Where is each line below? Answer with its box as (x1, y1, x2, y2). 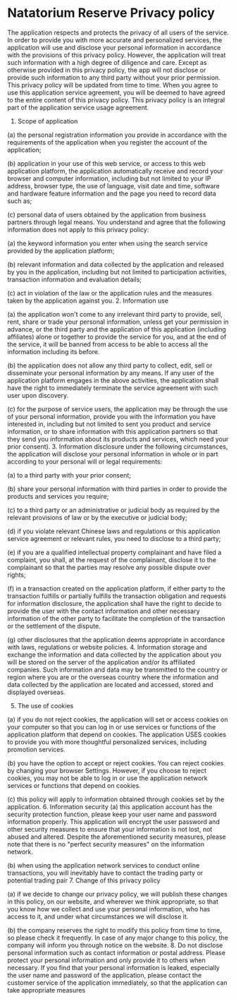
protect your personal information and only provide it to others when (7, 956, 206, 964)
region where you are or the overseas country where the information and (7, 672, 219, 681)
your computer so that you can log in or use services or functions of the (7, 722, 216, 731)
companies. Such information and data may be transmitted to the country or (7, 665, 228, 674)
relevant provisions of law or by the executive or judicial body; (7, 513, 188, 521)
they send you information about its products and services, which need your (7, 435, 229, 443)
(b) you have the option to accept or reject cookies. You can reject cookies (7, 758, 224, 767)
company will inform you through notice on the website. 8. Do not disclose (7, 940, 223, 950)
